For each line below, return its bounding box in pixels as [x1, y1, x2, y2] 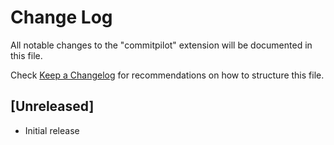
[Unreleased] [10, 98, 95, 115]
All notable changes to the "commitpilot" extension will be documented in [10, 39, 313, 51]
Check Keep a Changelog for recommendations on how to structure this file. [10, 69, 325, 81]
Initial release [24, 124, 80, 136]
